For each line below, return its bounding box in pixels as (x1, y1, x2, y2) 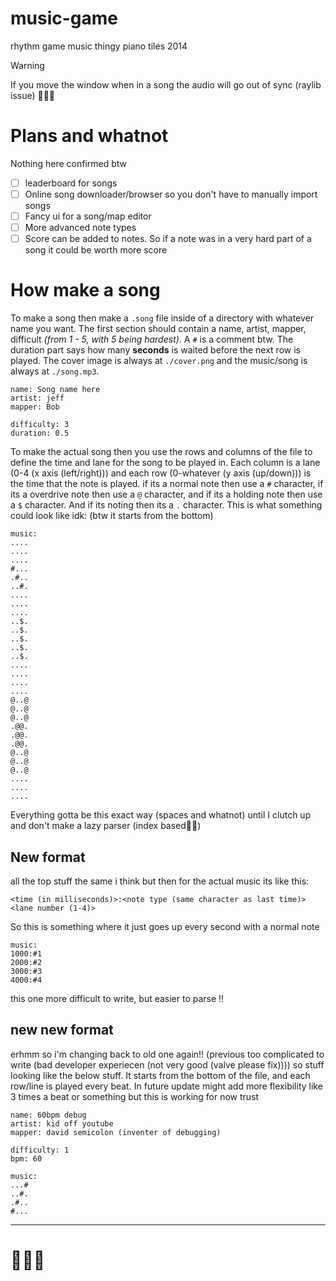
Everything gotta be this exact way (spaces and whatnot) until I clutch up (10, 809, 312, 821)
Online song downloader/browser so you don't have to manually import (24, 188, 318, 200)
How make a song (10, 279, 161, 302)
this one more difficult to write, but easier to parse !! (10, 992, 225, 1004)
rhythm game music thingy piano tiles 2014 (10, 40, 188, 52)
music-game (10, 7, 119, 30)
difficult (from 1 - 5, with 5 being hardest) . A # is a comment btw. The (10, 333, 294, 346)
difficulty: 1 (10, 1145, 70, 1155)
